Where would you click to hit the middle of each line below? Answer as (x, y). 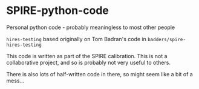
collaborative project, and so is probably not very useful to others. (89, 62)
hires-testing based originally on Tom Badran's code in (76, 39)
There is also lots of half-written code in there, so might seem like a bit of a (100, 74)
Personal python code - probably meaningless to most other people (91, 27)
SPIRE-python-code (57, 11)
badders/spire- (167, 39)
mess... (15, 81)
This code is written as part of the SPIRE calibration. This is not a (87, 56)
